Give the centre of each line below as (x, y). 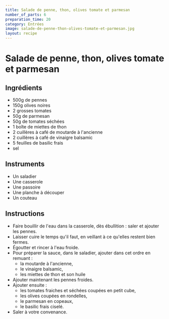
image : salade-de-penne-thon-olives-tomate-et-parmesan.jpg (70, 29)
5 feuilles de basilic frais (38, 143)
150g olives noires (31, 105)
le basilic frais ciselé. (42, 306)
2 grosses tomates (32, 111)
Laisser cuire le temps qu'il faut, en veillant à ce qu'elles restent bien (84, 237)
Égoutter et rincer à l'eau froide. (46, 247)
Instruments (25, 164)
